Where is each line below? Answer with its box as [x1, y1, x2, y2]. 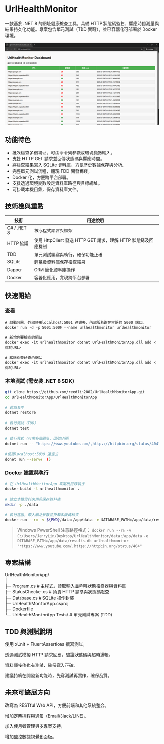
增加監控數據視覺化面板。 [5, 733, 57, 739]
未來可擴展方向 [5, 688, 50, 697]
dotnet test [5, 426, 29, 431]
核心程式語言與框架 [34, 228, 73, 233]
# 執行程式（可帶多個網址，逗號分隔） [5, 436, 72, 441]
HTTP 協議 [7, 240, 29, 246]
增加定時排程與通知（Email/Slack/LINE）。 [5, 713, 89, 718]
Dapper [7, 266, 22, 273]
